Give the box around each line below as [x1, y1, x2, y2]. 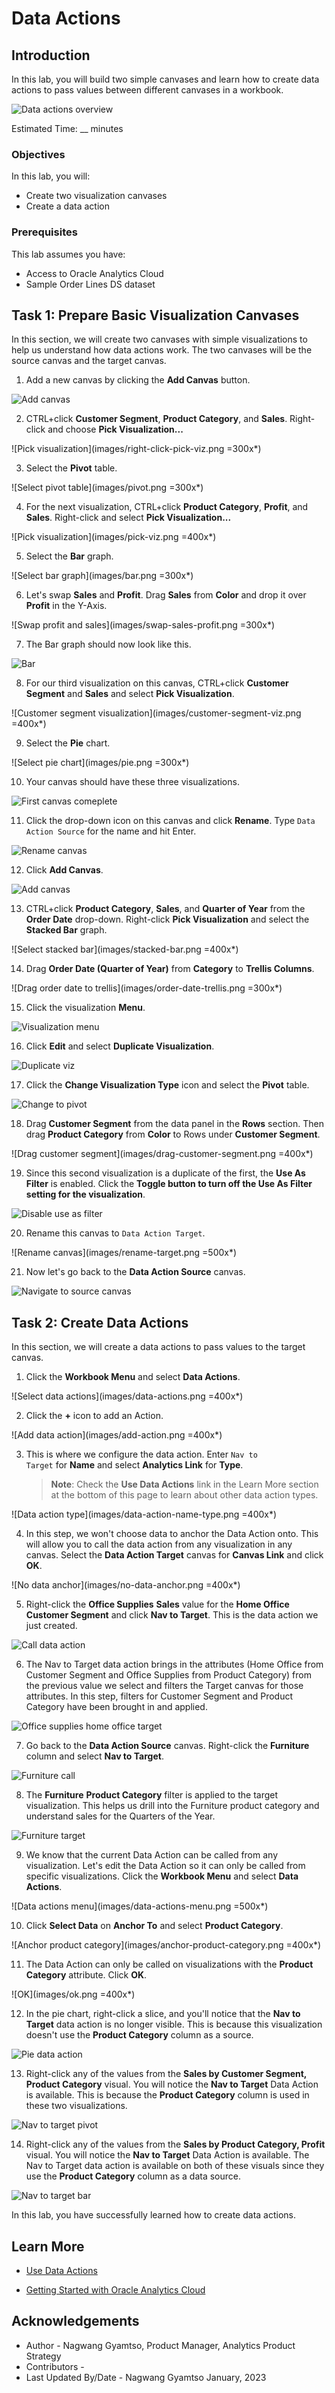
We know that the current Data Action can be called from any [25, 1849, 279, 1861]
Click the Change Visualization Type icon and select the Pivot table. [25, 1079, 310, 1091]
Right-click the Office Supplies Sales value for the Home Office [25, 1598, 290, 1611]
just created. [25, 1620, 78, 1632]
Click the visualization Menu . [25, 1002, 146, 1014]
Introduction [11, 47, 91, 64]
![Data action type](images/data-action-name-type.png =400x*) [11, 1508, 278, 1521]
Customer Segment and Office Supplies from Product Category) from [25, 1669, 312, 1681]
